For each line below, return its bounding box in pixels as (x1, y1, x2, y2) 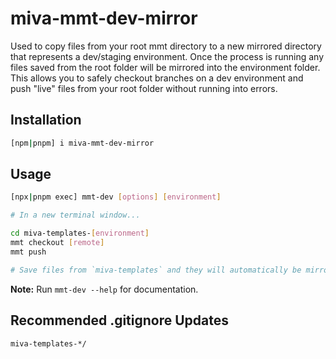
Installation (10, 112, 82, 129)
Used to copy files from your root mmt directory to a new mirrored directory (10, 40, 322, 52)
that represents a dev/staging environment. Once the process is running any (10, 50, 324, 62)
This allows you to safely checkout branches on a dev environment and (10, 72, 304, 84)
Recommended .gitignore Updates (10, 312, 230, 329)
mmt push (10, 247, 47, 257)
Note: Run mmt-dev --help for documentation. (10, 283, 199, 295)
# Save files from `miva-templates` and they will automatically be (10, 265, 302, 275)
